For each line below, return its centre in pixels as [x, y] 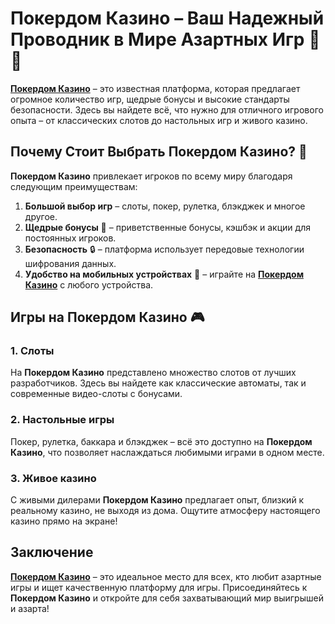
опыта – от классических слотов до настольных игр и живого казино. [159, 120]
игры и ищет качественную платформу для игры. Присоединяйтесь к [159, 587]
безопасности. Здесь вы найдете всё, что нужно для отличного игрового [167, 109]
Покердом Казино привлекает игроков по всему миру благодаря [151, 176]
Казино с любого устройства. [89, 284]
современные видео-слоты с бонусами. [96, 394]
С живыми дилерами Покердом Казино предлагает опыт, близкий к [157, 500]
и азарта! [30, 608]
